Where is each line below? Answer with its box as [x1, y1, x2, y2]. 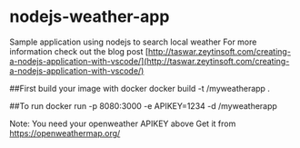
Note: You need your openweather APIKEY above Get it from [9, 118, 236, 129]
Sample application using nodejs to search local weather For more [9, 36, 257, 47]
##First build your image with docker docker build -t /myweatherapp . [9, 83, 271, 94]
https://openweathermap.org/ [9, 127, 121, 138]
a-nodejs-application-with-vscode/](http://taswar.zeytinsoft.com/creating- [9, 55, 290, 66]
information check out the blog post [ [9, 45, 149, 56]
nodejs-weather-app [9, 6, 170, 27]
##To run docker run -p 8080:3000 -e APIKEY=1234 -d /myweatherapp [9, 100, 277, 111]
